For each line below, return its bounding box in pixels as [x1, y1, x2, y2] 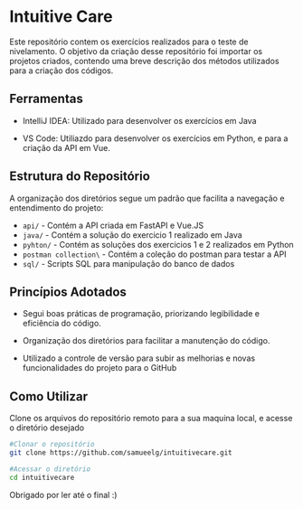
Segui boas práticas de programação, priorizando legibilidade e [22, 308, 260, 319]
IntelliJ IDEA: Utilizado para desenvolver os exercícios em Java [22, 115, 257, 126]
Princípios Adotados [9, 284, 127, 299]
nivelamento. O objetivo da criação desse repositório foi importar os [9, 45, 263, 56]
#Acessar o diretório [9, 464, 91, 474]
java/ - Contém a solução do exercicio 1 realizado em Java [22, 229, 242, 240]
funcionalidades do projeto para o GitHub [22, 363, 177, 373]
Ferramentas [9, 91, 83, 107]
